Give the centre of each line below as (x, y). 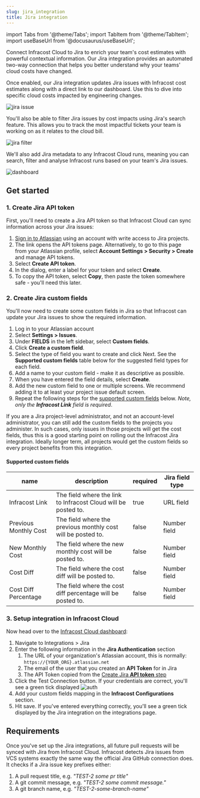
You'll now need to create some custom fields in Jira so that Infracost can (96, 311)
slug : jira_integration (36, 12)
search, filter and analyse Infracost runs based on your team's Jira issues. (97, 160)
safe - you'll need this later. (48, 283)
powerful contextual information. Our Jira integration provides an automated (99, 58)
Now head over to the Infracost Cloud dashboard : (67, 631)
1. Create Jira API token (40, 207)
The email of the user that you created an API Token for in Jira (100, 668)
